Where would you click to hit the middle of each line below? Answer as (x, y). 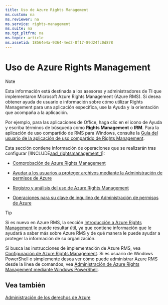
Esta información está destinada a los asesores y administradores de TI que (83, 91)
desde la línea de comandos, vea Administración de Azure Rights (72, 264)
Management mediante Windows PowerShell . (52, 269)
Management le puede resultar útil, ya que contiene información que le (78, 228)
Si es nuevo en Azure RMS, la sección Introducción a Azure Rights (73, 222)
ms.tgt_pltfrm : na (24, 33)
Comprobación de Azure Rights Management (59, 163)
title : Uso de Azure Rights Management (47, 10)
